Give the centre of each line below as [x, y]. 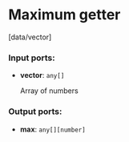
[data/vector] [30, 37]
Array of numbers [49, 91]
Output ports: [35, 112]
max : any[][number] [52, 129]
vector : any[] [42, 75]
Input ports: [32, 58]
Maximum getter [64, 15]
